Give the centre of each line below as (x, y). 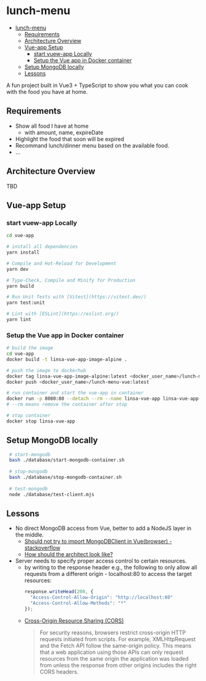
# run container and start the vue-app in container (75, 393)
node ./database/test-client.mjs (52, 494)
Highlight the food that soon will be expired (70, 139)
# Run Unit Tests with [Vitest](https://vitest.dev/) (77, 297)
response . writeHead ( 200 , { (59, 592)
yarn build (20, 286)
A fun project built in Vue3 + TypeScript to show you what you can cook (97, 85)
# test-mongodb (28, 489)
